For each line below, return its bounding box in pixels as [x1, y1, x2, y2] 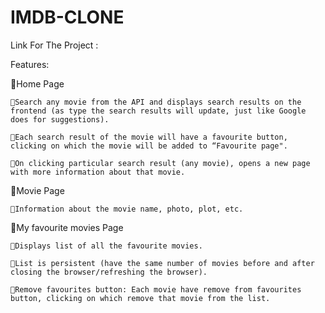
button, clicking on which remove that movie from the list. [10, 293, 271, 303]
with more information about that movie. [10, 167, 186, 177]
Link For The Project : [10, 39, 99, 51]
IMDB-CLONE [10, 6, 125, 29]
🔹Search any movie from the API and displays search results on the [10, 97, 302, 107]
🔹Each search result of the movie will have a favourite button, [10, 132, 288, 142]
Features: [10, 58, 50, 70]
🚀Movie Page [10, 184, 65, 196]
